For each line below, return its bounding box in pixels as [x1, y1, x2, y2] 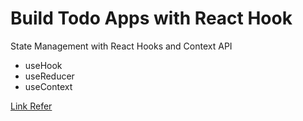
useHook [24, 59, 63, 71]
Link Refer [10, 100, 53, 112]
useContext [24, 80, 73, 92]
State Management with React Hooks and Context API [10, 40, 233, 52]
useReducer [24, 70, 75, 82]
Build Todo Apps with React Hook [10, 7, 293, 30]
